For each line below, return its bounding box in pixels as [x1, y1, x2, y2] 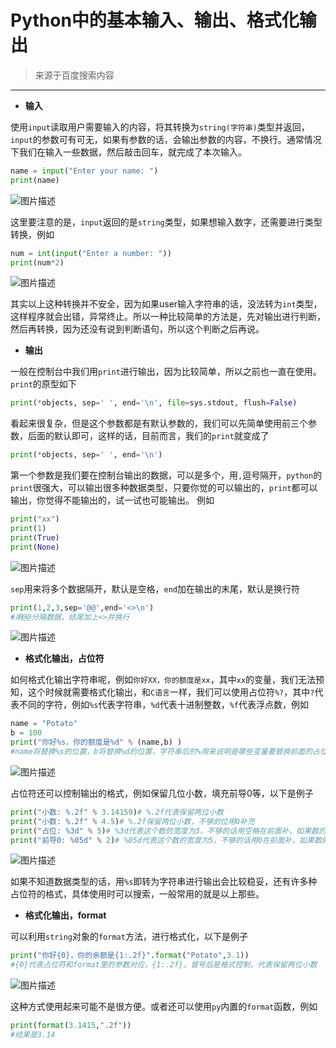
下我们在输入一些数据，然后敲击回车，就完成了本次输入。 [10, 146, 247, 158]
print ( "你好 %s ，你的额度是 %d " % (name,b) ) [10, 737, 183, 748]
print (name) [10, 175, 60, 185]
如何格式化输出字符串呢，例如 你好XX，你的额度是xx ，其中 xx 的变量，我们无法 [10, 674, 317, 686]
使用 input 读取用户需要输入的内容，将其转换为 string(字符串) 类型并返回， [10, 121, 310, 133]
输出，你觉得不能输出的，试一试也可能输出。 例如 [10, 494, 215, 506]
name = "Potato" [10, 719, 78, 729]
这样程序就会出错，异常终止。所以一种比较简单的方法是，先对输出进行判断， [10, 311, 326, 323]
